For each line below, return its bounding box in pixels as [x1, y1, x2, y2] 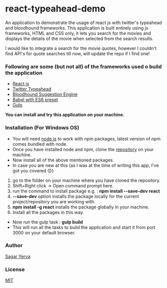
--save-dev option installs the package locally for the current [12, 193, 139, 199]
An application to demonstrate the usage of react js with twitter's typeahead [5, 20, 162, 26]
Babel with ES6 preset [12, 97, 58, 103]
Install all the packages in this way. [12, 209, 84, 215]
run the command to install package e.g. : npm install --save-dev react [12, 188, 160, 194]
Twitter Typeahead [12, 86, 51, 92]
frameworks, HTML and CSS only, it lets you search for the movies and [5, 30, 151, 36]
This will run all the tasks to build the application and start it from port [12, 224, 156, 230]
